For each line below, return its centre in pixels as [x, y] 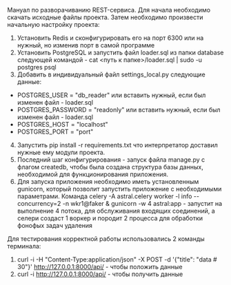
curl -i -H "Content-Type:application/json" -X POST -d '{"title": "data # [117, 260]
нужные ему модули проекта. [61, 152]
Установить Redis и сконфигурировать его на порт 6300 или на [110, 38]
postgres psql [37, 67]
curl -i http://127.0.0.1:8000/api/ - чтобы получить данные [100, 274]
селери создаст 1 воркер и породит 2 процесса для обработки [110, 218]
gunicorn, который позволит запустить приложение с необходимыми [119, 189]
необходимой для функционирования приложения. [93, 174]
